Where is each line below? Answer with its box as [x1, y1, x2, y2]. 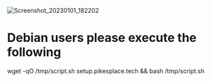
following [7, 45, 61, 60]
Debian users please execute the [7, 30, 197, 45]
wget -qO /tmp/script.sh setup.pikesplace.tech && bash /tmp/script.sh [7, 66, 205, 75]
